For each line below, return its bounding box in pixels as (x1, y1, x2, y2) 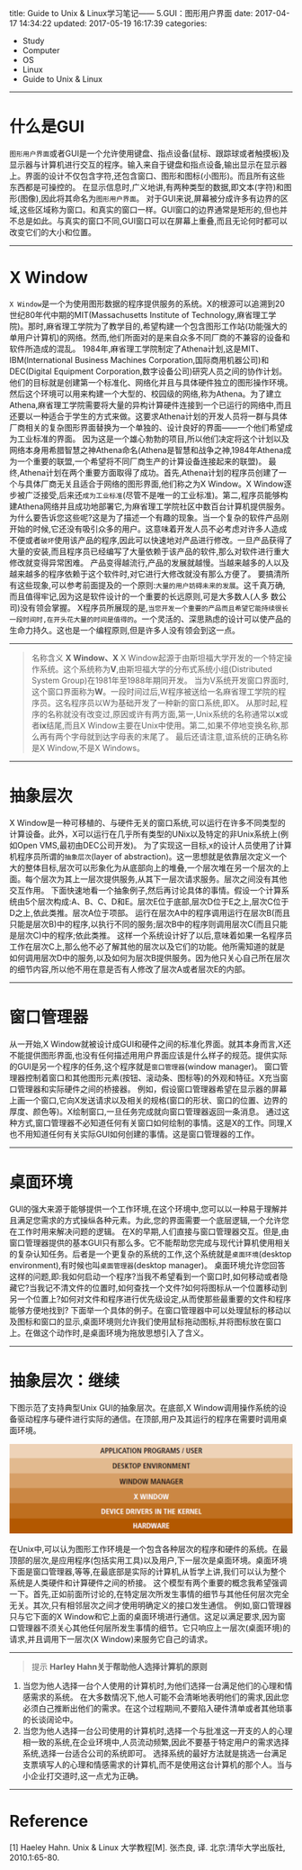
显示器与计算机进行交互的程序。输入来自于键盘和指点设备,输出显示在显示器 (9, 159, 288, 169)
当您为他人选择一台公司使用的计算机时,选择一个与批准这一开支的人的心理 (22, 1725, 293, 1736)
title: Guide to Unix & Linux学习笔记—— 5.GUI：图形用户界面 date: (9, 8, 253, 18)
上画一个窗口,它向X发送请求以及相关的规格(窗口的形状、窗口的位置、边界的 (9, 1094, 288, 1105)
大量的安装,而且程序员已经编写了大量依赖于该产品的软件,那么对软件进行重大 (9, 546, 290, 557)
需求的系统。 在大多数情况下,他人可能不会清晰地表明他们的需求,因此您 (30, 1692, 289, 1702)
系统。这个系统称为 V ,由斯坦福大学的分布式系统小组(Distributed (39, 663, 272, 674)
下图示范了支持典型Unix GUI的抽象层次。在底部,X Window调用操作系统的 (9, 1402, 280, 1412)
